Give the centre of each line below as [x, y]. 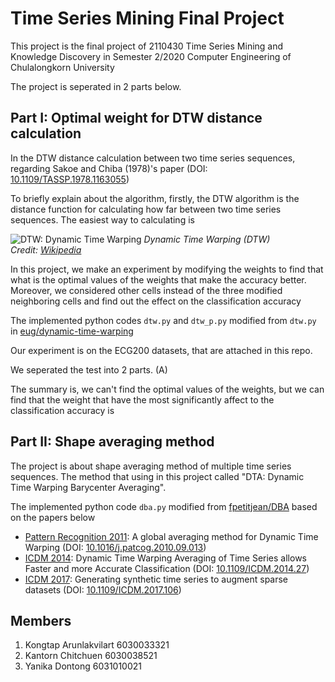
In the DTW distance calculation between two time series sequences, [153, 158]
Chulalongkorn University [62, 67]
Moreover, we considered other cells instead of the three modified [146, 290]
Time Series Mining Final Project [147, 18]
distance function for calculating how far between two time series [146, 209]
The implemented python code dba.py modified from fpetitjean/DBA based [164, 506]
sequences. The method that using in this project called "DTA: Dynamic [157, 476]
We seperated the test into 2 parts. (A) [89, 369]
